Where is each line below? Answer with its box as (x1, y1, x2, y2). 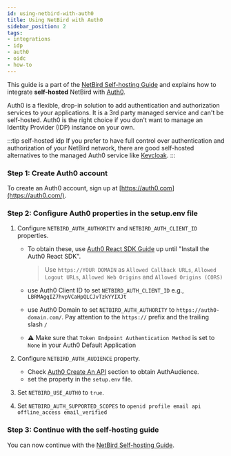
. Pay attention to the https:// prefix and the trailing (61, 313, 209, 321)
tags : (7, 29, 23, 37)
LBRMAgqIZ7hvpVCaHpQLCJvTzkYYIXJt (27, 294, 127, 301)
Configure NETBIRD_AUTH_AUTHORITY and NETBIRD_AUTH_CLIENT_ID (17, 224, 198, 232)
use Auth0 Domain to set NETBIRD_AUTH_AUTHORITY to (27, 306, 175, 314)
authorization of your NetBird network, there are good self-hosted (7, 143, 194, 152)
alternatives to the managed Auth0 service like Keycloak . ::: (7, 151, 176, 159)
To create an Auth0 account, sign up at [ (7, 184, 122, 192)
